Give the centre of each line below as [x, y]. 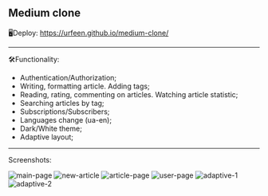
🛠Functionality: [34, 59]
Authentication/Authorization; [68, 77]
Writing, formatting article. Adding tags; [85, 86]
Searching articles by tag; [62, 103]
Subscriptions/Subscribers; [65, 112]
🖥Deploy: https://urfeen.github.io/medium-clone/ [89, 33]
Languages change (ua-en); [66, 120]
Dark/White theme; [51, 128]
